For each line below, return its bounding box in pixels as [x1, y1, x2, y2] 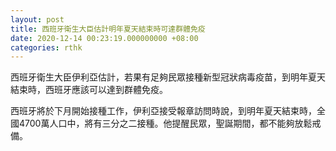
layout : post [10, 14, 65, 25]
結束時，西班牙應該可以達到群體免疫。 [10, 84, 168, 96]
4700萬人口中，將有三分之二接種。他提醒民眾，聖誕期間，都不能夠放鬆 [18, 117, 313, 130]
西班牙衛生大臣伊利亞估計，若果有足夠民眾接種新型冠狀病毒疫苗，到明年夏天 [10, 71, 326, 83]
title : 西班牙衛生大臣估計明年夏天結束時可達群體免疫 [10, 24, 206, 34]
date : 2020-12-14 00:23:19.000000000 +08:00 [10, 33, 199, 43]
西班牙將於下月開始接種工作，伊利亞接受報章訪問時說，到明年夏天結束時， [10, 105, 317, 117]
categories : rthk [10, 42, 83, 53]
